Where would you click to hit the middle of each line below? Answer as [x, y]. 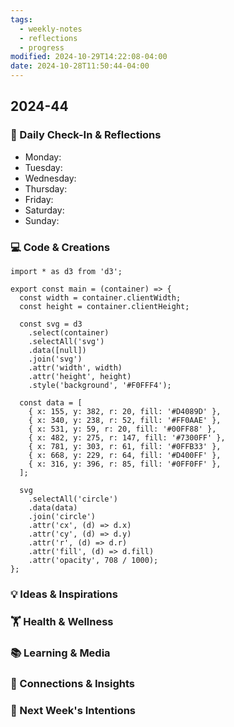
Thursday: [46, 188]
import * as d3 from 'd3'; [66, 271]
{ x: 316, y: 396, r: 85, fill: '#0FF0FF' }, [125, 464]
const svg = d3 [51, 324]
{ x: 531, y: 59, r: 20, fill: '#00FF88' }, [122, 429]
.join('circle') [62, 516]
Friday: [39, 199]
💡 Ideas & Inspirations [64, 594]
